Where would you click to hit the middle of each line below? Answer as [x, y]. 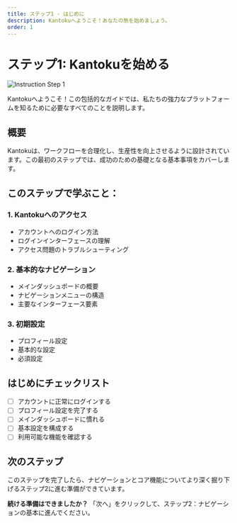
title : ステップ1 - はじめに [46, 14]
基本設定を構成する [46, 428]
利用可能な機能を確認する [55, 437]
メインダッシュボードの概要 [58, 286]
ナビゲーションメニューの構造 [61, 296]
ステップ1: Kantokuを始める [88, 64]
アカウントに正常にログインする [64, 402]
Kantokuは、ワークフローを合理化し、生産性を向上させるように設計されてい [118, 151]
